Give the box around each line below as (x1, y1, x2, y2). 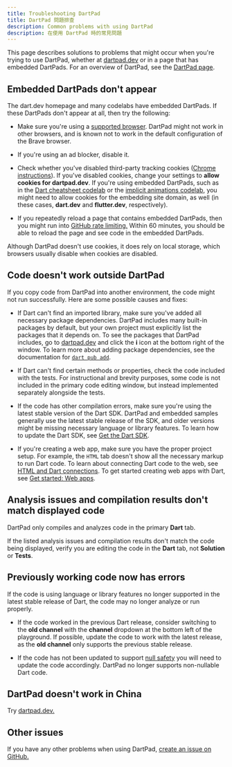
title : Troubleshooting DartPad (7, 10, 100, 17)
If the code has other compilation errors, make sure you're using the (17, 401, 212, 410)
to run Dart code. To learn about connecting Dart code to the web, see (17, 459, 218, 467)
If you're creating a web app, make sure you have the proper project (17, 444, 213, 453)
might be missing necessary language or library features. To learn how (17, 424, 220, 432)
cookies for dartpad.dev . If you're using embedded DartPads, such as (17, 179, 220, 187)
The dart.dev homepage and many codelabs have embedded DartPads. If (7, 102, 217, 110)
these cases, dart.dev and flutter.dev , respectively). (17, 201, 168, 209)
